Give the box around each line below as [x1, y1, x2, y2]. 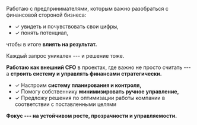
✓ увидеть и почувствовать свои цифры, [14, 23, 119, 30]
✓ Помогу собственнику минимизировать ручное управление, [14, 88, 179, 95]
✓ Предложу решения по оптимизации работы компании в [14, 95, 165, 101]
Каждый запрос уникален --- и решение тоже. [6, 52, 125, 59]
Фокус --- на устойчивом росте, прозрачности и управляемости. [6, 112, 177, 119]
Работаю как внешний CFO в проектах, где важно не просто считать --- [6, 64, 191, 71]
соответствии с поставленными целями [14, 101, 117, 108]
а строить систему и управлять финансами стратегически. [6, 70, 162, 77]
